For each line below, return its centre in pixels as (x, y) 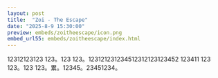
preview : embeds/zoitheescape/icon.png (65, 32)
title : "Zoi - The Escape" (48, 20)
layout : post (26, 13)
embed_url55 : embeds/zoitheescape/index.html (74, 39)
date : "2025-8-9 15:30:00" (46, 26)
